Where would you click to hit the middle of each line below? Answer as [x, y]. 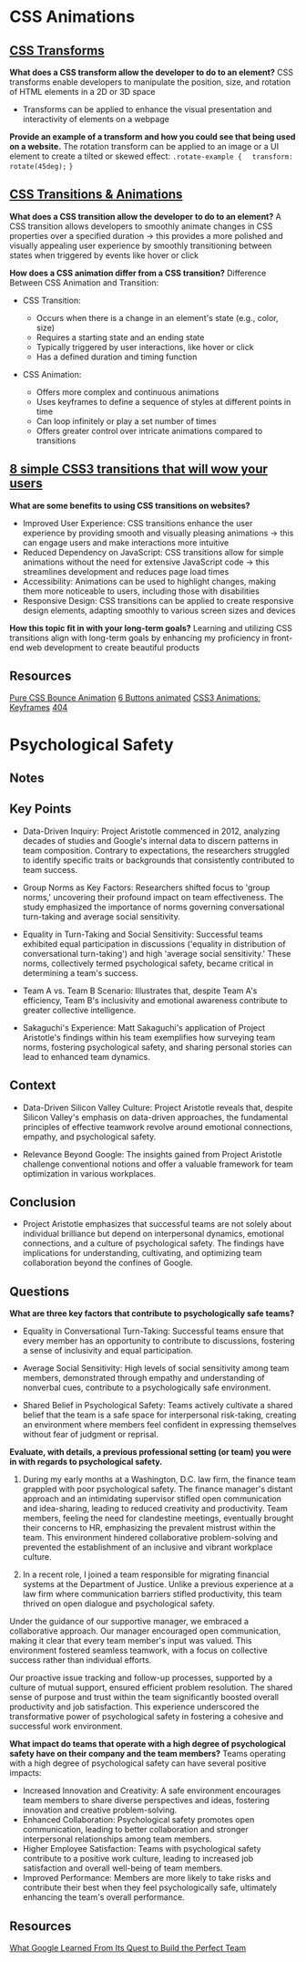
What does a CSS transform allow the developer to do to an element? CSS [152, 72]
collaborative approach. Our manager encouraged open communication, [145, 1631]
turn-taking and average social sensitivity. [101, 916]
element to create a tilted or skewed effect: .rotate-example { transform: [151, 156]
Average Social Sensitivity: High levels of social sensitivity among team [156, 1368]
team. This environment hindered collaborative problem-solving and [150, 1538]
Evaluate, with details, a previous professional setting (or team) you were [150, 1452]
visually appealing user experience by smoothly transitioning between [141, 245]
